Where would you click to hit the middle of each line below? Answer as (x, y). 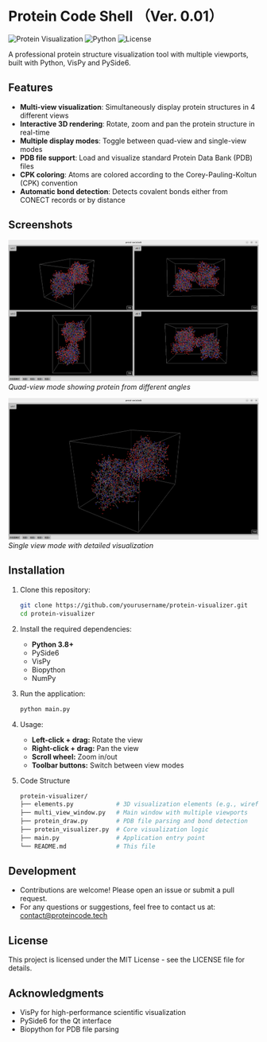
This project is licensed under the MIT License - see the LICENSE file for (126, 960)
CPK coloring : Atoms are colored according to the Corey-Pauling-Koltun (138, 174)
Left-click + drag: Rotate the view (87, 740)
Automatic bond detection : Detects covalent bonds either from (124, 191)
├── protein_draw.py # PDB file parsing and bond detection (133, 821)
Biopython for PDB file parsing (69, 1029)
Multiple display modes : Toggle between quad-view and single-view (133, 141)
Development (43, 871)
